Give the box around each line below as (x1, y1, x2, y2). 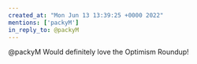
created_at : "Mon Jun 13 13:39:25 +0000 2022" (8, 11, 164, 20)
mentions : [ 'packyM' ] (8, 19, 80, 27)
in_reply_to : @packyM (8, 26, 80, 34)
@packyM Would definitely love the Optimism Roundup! (8, 48, 189, 57)
